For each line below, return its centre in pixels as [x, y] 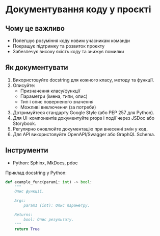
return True [27, 229]
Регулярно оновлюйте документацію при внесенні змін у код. [80, 128]
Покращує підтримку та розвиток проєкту [59, 46]
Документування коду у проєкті [78, 9]
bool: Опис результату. [49, 219]
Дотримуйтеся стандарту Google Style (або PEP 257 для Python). [83, 112]
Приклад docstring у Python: [36, 173]
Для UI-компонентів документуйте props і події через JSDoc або [83, 118]
